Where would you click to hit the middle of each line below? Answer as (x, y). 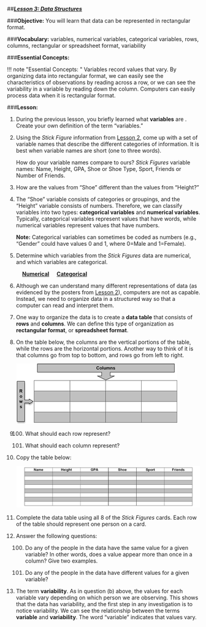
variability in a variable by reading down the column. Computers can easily (101, 89)
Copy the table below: (44, 457)
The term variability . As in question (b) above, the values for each (99, 591)
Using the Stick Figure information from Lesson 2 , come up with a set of (107, 138)
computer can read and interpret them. (65, 305)
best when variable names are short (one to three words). (89, 150)
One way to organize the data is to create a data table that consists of (104, 317)
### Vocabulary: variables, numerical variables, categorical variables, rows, (103, 39)
